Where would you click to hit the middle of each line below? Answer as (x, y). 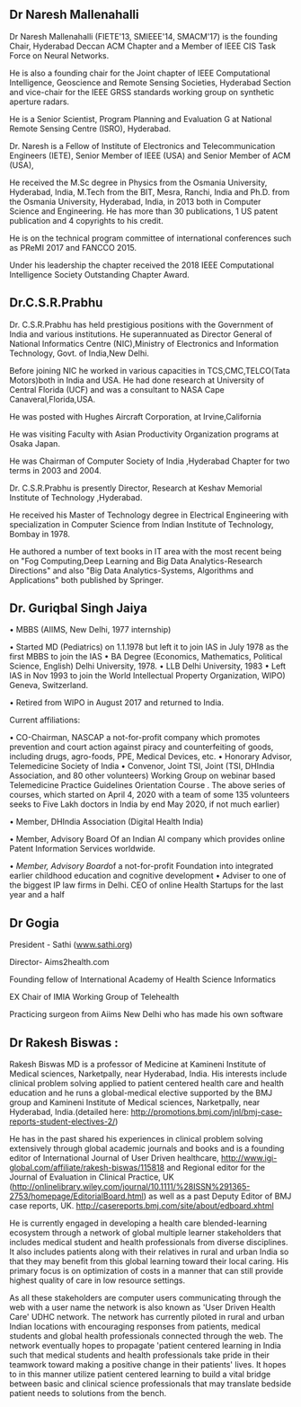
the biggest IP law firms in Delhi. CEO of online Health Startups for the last (146, 885)
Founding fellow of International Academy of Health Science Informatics (143, 979)
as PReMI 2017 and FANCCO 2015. (73, 247)
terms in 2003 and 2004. (55, 470)
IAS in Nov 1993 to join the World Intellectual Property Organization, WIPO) (147, 676)
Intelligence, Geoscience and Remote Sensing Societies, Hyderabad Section (150, 82)
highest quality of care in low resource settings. (97, 1280)
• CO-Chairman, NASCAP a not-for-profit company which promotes (135, 738)
